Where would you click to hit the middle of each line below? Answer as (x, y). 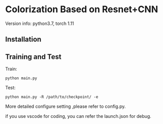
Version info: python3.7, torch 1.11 (40, 23)
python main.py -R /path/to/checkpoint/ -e (52, 97)
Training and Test (33, 57)
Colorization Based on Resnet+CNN (82, 9)
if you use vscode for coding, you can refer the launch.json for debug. (78, 116)
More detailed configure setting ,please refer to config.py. (66, 106)
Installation (23, 39)
